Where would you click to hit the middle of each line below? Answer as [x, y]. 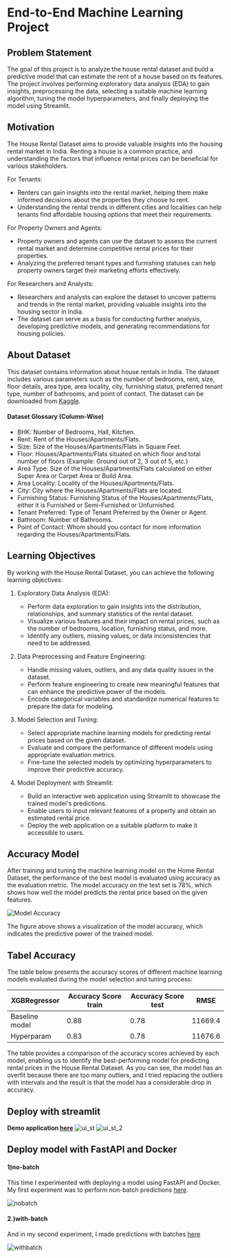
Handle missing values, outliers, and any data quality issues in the [121, 669]
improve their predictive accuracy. [76, 769]
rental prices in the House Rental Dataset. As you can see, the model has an [114, 1068]
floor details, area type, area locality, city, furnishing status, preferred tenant [115, 386]
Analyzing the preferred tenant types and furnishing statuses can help [117, 263]
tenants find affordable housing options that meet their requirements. [115, 214]
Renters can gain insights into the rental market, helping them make [112, 192]
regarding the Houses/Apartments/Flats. [74, 534]
